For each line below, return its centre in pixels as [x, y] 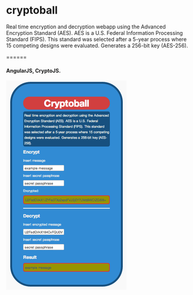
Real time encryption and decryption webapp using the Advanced [86, 27]
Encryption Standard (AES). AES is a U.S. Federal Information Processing [94, 33]
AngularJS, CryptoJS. [33, 70]
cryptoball [32, 10]
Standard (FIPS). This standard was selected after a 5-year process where [97, 39]
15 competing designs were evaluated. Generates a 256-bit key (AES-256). [97, 46]
